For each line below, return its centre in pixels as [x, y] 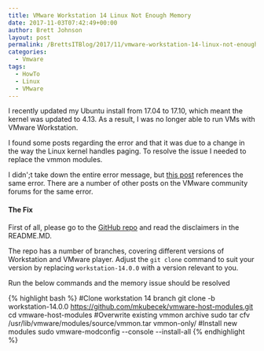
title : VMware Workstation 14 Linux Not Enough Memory [100, 15]
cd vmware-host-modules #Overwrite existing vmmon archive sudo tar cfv [129, 315]
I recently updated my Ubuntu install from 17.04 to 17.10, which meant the [126, 111]
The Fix [20, 209]
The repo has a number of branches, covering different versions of [116, 251]
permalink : [26, 45]
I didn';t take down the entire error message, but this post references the [126, 175]
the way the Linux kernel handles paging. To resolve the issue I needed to [127, 151]
